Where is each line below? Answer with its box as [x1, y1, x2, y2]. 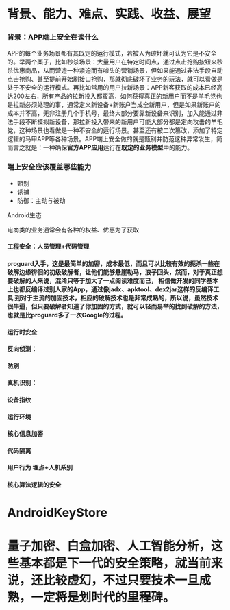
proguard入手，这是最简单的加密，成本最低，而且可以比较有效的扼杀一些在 [7, 259, 220, 267]
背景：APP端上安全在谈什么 [7, 32, 99, 42]
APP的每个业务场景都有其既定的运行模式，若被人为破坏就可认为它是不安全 [7, 49, 217, 58]
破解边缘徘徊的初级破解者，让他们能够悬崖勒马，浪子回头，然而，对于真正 [7, 268, 217, 276]
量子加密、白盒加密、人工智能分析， [7, 539, 212, 554]
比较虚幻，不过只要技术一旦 [43, 573, 200, 588]
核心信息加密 [7, 430, 43, 438]
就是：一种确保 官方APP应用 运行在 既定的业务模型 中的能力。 [25, 143, 194, 151]
